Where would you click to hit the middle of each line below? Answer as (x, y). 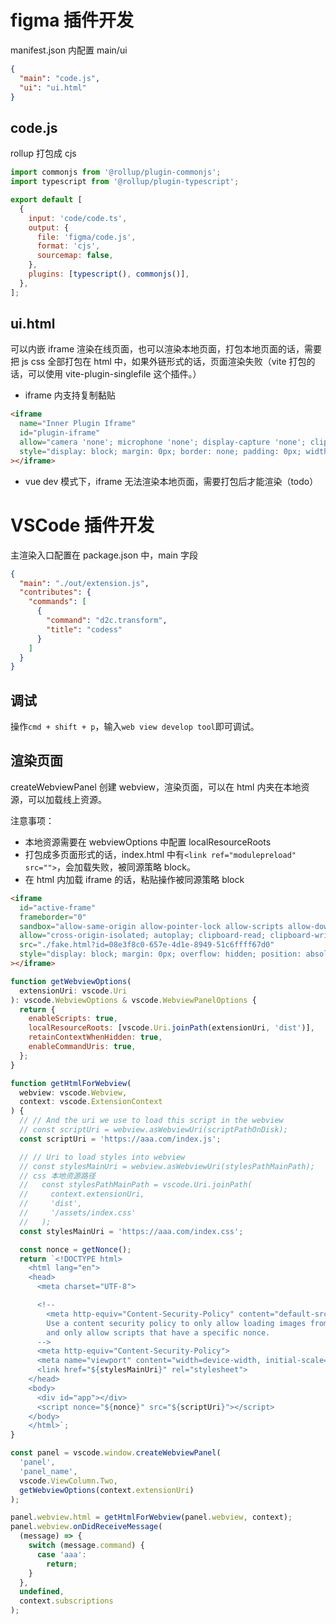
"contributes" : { (55, 592)
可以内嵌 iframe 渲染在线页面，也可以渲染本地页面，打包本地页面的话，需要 (166, 349)
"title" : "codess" (84, 629)
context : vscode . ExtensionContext (91, 1102)
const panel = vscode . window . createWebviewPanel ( (116, 1453)
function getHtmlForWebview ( (71, 1083)
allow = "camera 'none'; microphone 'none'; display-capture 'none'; (163, 442)
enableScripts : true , (73, 1019)
